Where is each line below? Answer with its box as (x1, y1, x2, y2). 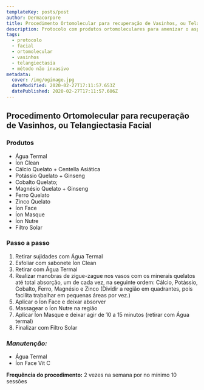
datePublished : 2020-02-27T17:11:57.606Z (12, 88, 118, 94)
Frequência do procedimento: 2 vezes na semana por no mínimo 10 (6, 371, 177, 378)
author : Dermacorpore (6, 15, 61, 21)
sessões (6, 378, 27, 385)
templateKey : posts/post (6, 9, 69, 15)
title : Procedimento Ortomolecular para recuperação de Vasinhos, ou (6, 20, 186, 26)
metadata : (6, 71, 32, 77)
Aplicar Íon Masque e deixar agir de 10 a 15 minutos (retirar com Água (15, 311, 190, 318)
